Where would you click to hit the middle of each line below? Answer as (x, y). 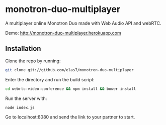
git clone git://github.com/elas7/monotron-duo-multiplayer (70, 70)
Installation (23, 49)
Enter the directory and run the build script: (50, 79)
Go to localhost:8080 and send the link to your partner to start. (70, 117)
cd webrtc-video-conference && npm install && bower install (71, 89)
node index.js (20, 107)
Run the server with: (26, 98)
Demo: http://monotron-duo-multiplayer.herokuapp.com (63, 33)
